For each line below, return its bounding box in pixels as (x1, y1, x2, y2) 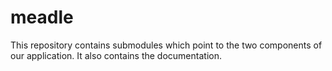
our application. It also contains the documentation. (10, 49, 222, 61)
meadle (10, 6, 74, 29)
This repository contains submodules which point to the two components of (10, 39, 323, 51)
